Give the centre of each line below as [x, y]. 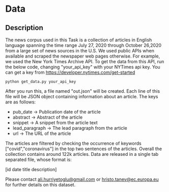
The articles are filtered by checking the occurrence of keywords [73, 143]
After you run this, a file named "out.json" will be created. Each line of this [83, 91]
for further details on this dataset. [40, 185]
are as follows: [21, 102]
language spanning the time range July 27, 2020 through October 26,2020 [83, 45]
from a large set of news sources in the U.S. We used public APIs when [80, 51]
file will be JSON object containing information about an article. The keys [82, 97]
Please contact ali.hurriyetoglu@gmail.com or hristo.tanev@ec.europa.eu [82, 179]
